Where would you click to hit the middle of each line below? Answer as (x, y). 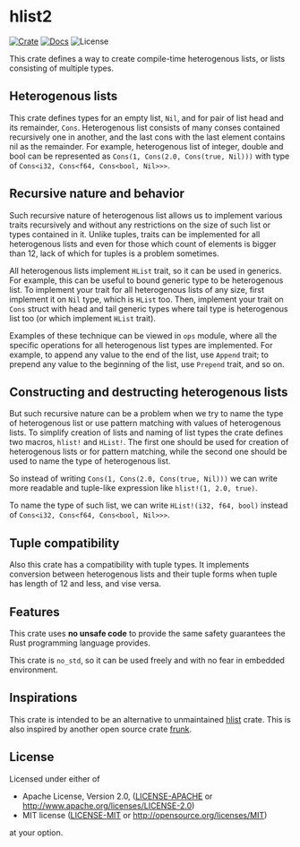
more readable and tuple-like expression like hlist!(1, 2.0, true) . (133, 488)
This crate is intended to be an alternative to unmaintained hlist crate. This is (150, 719)
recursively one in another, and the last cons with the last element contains (147, 137)
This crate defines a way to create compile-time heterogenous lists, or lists (147, 58)
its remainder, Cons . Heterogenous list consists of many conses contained (145, 127)
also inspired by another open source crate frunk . (101, 729)
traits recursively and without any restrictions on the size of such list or (140, 225)
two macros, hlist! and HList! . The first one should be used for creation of (149, 442)
